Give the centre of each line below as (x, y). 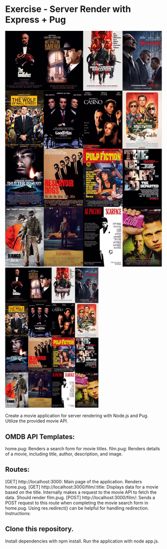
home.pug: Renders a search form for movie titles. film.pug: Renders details (83, 448)
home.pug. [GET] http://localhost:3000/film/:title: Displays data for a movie (82, 487)
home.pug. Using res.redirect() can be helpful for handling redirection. (77, 508)
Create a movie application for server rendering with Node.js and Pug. (77, 416)
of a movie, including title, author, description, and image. (64, 454)
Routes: (17, 470)
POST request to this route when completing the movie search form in (77, 503)
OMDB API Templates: (40, 437)
